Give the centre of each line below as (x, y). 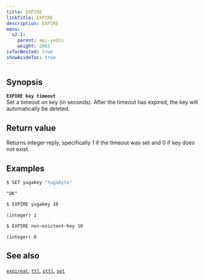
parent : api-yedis (41, 40)
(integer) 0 (21, 237)
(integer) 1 (21, 215)
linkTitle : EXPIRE (30, 18)
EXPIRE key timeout (31, 96)
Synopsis (24, 82)
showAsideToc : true (31, 57)
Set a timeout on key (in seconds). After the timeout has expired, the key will (102, 102)
